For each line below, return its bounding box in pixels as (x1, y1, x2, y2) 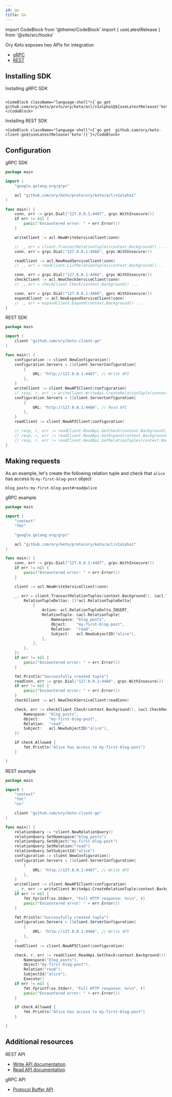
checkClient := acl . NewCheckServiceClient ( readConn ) (14, 698, 130, 703)
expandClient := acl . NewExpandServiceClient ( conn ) (14, 295, 125, 301)
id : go (5, 7, 19, 13)
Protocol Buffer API (12, 1086, 54, 1092)
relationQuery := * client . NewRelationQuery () (14, 829, 114, 834)
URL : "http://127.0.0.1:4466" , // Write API (32, 929, 130, 934)
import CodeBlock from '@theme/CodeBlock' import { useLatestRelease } (5, 26, 161, 32)
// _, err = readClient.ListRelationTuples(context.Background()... (14, 263, 164, 268)
